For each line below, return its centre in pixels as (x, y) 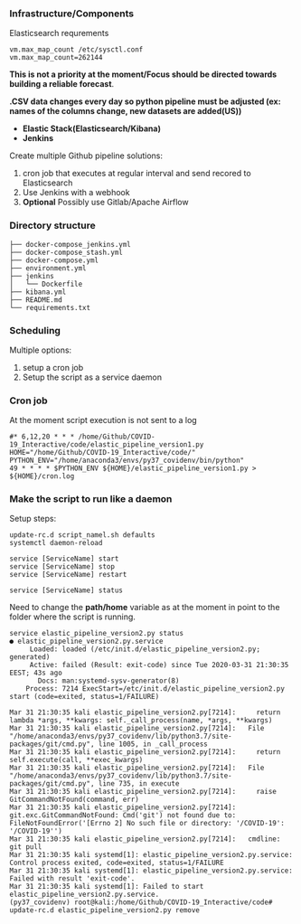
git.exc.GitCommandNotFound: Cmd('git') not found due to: (123, 816)
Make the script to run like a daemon (91, 499)
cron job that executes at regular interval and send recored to (136, 174)
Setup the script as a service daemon (92, 377)
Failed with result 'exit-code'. (72, 879)
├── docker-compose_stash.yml (66, 252)
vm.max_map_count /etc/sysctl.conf (76, 50)
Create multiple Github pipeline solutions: (86, 156)
